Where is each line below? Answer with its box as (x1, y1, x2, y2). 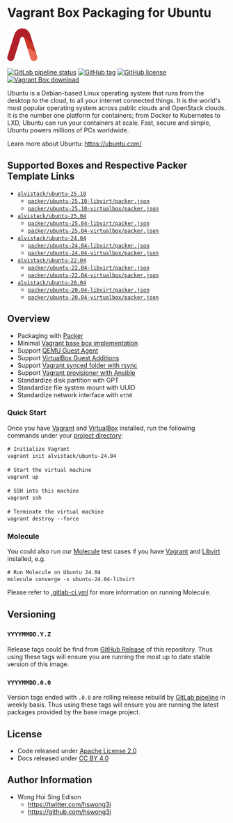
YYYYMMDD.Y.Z (7, 631, 51, 638)
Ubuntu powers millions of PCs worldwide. (7, 125, 129, 134)
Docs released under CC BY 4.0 (17, 754, 109, 762)
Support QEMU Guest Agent (17, 346, 99, 355)
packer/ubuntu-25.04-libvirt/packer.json (27, 220, 150, 227)
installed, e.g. (7, 555, 46, 563)
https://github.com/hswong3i (27, 807, 111, 816)
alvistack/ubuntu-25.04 (17, 213, 87, 220)
